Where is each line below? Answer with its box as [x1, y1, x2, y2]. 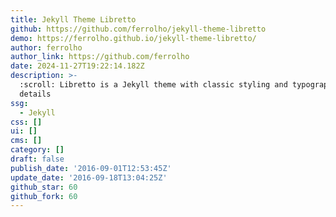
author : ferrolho [10, 42, 83, 53]
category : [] [10, 145, 65, 155]
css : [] [10, 117, 43, 127]
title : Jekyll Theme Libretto [10, 14, 137, 25]
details [19, 89, 52, 99]
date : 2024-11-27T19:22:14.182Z [10, 61, 145, 71]
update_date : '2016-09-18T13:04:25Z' [10, 172, 168, 183]
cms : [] [10, 136, 43, 146]
